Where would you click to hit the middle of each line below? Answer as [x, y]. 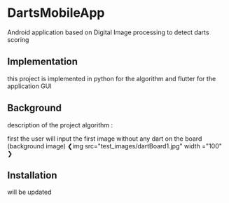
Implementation [43, 62]
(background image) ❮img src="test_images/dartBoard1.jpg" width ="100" [115, 146]
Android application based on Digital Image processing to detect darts [108, 32]
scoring [18, 39]
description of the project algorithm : [60, 125]
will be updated [29, 192]
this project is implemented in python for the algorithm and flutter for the [112, 78]
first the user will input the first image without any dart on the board [105, 139]
